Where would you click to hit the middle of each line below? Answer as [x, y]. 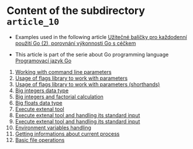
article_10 [33, 22]
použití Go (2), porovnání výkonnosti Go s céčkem [75, 43]
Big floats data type [39, 102]
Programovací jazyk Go [43, 61]
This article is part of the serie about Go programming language [92, 54]
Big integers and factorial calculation [59, 97]
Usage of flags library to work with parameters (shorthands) [87, 84]
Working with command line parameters [63, 72]
